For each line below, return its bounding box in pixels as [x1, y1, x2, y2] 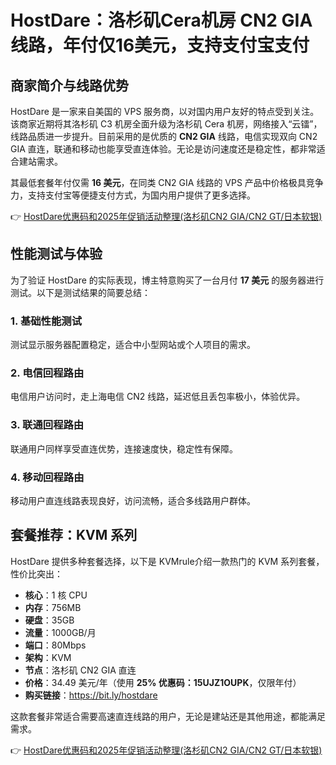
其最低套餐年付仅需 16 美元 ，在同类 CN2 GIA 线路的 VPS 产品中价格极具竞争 [10, 177, 324, 188]
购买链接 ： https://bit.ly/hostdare [24, 689, 158, 701]
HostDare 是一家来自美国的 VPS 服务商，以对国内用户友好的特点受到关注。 [10, 106, 320, 117]
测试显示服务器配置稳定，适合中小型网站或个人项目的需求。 [10, 339, 256, 351]
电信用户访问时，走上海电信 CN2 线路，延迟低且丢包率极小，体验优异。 [10, 391, 306, 403]
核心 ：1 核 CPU [24, 589, 88, 601]
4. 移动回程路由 [10, 470, 85, 484]
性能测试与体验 [10, 246, 103, 263]
